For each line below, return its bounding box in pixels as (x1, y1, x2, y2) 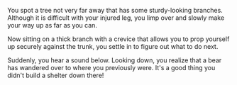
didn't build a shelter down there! (7, 71, 104, 79)
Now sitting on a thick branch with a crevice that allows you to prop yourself (7, 35, 230, 43)
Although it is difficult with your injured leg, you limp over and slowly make (7, 13, 225, 22)
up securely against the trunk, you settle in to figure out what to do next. (7, 42, 219, 50)
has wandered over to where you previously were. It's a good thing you (7, 64, 216, 72)
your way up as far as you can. (7, 21, 98, 29)
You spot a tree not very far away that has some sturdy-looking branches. (7, 6, 224, 14)
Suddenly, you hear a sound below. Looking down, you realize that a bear (7, 56, 222, 64)
